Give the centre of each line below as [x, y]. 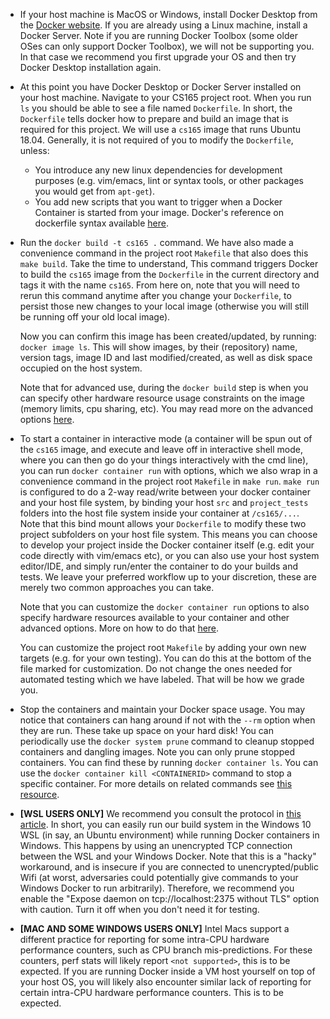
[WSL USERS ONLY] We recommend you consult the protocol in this [160, 813]
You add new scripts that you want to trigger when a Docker [158, 202]
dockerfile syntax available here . [101, 223]
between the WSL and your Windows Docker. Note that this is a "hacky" [168, 856]
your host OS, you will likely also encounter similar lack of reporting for [165, 982]
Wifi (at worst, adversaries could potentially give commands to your [159, 877]
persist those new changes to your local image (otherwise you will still [164, 306]
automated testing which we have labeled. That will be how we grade [162, 679]
